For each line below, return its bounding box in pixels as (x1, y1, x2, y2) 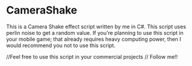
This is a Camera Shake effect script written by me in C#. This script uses (6, 23, 186, 30)
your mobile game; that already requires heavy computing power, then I (6, 35, 181, 42)
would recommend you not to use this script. (6, 42, 116, 49)
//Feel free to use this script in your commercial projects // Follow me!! (6, 53, 178, 60)
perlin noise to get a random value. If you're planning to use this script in (6, 29, 184, 36)
